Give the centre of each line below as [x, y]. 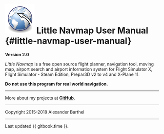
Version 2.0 [17, 54]
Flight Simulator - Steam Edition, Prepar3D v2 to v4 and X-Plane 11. [72, 74]
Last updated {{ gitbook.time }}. [37, 126]
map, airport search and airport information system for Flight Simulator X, [79, 69]
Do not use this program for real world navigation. [57, 84]
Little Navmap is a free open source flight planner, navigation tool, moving [80, 64]
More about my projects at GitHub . [40, 98]
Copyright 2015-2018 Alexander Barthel [45, 112]
